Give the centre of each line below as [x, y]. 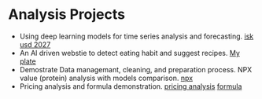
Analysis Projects [67, 15]
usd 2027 [35, 44]
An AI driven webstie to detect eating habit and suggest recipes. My [129, 53]
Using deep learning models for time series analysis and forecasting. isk [137, 36]
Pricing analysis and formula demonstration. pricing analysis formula [131, 86]
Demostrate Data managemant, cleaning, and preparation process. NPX [136, 69]
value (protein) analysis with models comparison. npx [106, 78]
